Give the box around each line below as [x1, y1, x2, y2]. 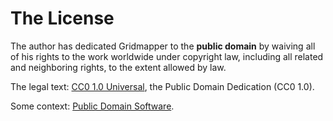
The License [10, 7, 115, 30]
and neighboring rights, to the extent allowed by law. [10, 61, 227, 73]
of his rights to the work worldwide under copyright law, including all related [10, 50, 324, 62]
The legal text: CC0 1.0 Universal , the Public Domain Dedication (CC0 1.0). [10, 80, 315, 92]
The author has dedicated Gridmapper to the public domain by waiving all [10, 40, 316, 52]
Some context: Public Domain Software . [10, 100, 175, 112]
